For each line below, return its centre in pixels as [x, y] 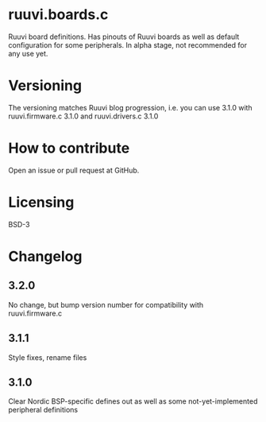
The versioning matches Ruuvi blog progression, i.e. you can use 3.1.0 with [130, 107]
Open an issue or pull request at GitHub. [74, 170]
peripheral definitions [43, 410]
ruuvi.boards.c [58, 15]
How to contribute [69, 148]
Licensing [41, 202]
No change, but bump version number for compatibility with [106, 304]
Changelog [45, 256]
